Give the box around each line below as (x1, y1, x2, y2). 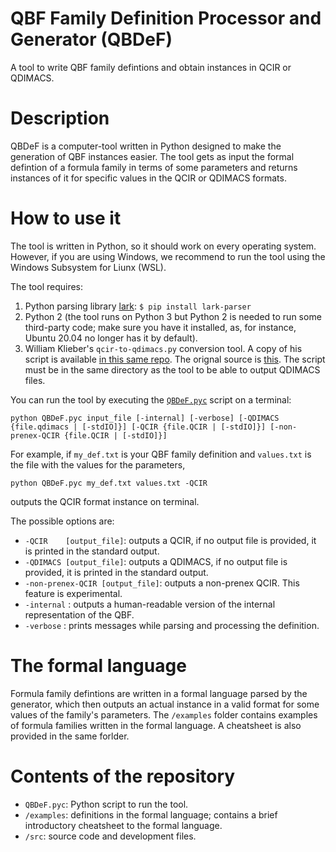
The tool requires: (10, 280, 84, 292)
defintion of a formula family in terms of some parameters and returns (10, 161, 298, 173)
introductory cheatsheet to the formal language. (24, 819, 223, 831)
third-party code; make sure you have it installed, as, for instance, (24, 321, 297, 333)
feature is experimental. (24, 587, 123, 599)
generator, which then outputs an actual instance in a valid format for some (10, 698, 320, 710)
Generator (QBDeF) (10, 28, 173, 51)
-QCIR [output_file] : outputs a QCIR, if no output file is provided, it (24, 534, 317, 546)
